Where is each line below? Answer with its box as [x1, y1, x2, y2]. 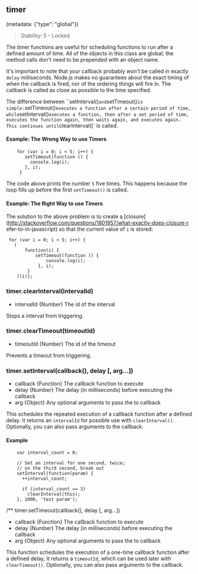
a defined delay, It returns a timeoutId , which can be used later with [6, 555, 171, 562]
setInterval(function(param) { [17, 471, 94, 477]
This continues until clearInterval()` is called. [6, 122, 118, 129]
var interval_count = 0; [17, 450, 78, 456]
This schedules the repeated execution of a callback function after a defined [6, 410, 192, 417]
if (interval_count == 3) [21, 486, 86, 492]
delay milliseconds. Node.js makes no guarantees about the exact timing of [6, 74, 189, 81]
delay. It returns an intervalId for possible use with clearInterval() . [6, 417, 174, 424]
